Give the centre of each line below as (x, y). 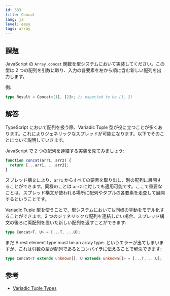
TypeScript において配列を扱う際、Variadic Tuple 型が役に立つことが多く (82, 127)
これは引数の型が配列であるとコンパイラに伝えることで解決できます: (90, 249)
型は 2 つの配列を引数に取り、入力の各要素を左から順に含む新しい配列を (81, 70)
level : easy (18, 24)
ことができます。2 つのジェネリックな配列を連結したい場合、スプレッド (85, 216)
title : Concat (20, 15)
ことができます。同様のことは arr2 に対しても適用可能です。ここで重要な (86, 186)
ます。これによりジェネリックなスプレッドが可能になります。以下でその (84, 134)
